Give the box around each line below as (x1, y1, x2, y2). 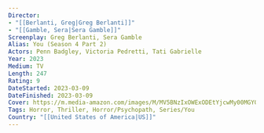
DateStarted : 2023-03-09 (8, 84, 90, 92)
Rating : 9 (8, 77, 41, 84)
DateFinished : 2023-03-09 (8, 92, 93, 99)
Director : (8, 11, 41, 20)
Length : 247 (8, 70, 47, 77)
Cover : (8, 99, 30, 106)
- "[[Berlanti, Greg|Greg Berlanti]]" (8, 19, 135, 27)
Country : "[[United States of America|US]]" (8, 113, 156, 121)
